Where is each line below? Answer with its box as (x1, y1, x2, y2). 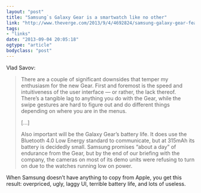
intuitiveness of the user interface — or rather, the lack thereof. (20, 88, 176, 96)
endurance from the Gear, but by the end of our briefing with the (20, 149, 180, 157)
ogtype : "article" (6, 42, 52, 48)
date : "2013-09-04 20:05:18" (6, 36, 79, 42)
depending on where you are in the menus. (20, 107, 127, 114)
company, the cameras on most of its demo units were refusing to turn (20, 156, 195, 163)
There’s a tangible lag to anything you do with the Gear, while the (20, 94, 181, 102)
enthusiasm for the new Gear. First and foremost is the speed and (20, 82, 183, 89)
